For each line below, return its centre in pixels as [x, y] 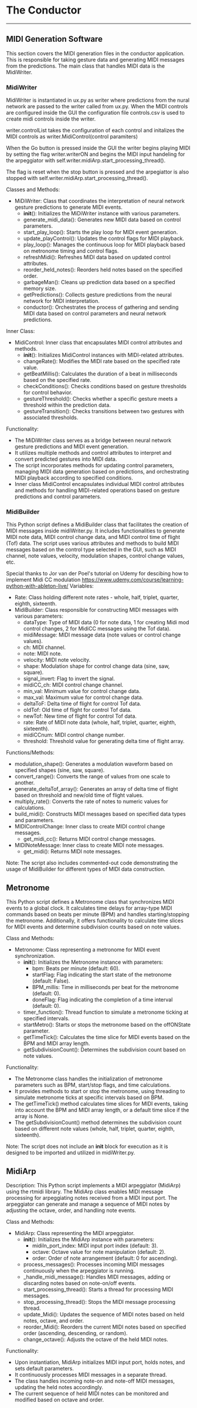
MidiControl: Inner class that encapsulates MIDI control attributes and [98, 342]
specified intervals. [46, 1018]
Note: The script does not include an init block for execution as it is [87, 1146]
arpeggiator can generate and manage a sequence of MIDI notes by [88, 1204]
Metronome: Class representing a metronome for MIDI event [87, 950]
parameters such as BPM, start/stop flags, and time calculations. [93, 1085]
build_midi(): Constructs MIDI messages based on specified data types [100, 814]
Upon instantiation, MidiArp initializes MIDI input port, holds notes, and [100, 1362]
